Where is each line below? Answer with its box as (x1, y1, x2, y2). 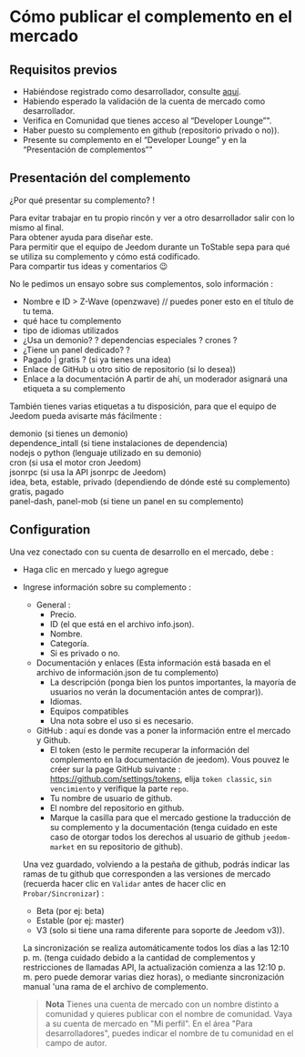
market (49, 842, 76, 852)
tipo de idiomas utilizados (22, 325, 119, 336)
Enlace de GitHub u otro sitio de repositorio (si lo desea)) (22, 363, 237, 374)
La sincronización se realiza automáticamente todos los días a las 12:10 (22, 942, 290, 953)
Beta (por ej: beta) (36, 905, 105, 916)
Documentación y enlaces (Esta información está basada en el (36, 657, 271, 668)
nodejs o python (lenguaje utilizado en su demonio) (9, 447, 202, 458)
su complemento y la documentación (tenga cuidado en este (49, 821, 278, 832)
